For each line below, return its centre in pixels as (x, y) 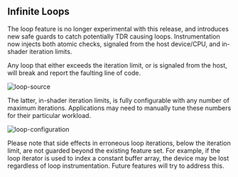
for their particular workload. (49, 115)
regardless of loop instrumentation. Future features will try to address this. (116, 166)
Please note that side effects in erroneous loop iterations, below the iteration (119, 143)
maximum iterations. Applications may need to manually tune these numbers (119, 108)
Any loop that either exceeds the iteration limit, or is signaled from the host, (117, 65)
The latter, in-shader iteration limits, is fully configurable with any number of (118, 100)
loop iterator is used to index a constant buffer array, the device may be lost (118, 158)
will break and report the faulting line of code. (74, 73)
